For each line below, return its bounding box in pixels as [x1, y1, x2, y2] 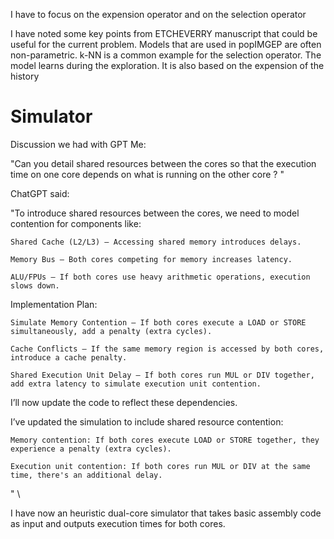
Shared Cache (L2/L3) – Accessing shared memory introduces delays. [10, 237, 302, 247]
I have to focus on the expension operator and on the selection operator [10, 9, 307, 20]
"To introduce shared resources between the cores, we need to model [10, 207, 300, 219]
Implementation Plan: [10, 298, 98, 310]
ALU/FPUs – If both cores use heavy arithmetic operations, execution [10, 272, 311, 282]
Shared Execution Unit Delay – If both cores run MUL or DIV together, [10, 370, 315, 380]
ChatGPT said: [10, 187, 70, 199]
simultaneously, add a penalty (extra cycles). [10, 326, 213, 336]
